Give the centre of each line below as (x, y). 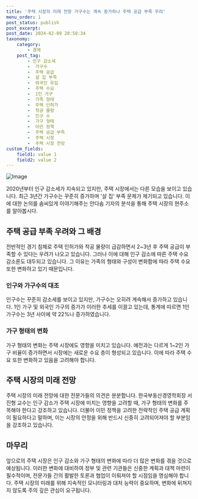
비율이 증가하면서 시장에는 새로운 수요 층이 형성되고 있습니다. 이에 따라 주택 (99, 353)
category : (29, 45)
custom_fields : (25, 149)
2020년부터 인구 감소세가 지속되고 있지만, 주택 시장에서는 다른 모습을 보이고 (94, 189)
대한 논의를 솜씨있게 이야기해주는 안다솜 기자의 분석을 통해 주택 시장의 (92, 204)
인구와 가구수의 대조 (33, 285)
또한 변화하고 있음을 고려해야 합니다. (54, 360)
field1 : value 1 (37, 154)
